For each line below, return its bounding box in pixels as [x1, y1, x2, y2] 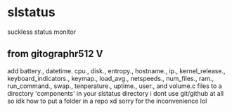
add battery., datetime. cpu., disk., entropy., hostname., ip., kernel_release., [7, 66, 226, 75]
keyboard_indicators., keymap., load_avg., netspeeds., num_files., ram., [7, 74, 214, 82]
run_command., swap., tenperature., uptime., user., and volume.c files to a [7, 82, 223, 90]
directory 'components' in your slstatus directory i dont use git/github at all [7, 89, 224, 97]
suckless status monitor [7, 27, 77, 36]
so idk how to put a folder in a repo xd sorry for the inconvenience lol [7, 97, 207, 105]
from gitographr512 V [7, 48, 103, 60]
